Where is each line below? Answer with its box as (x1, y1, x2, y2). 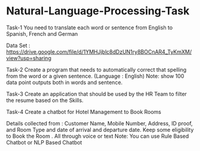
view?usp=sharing (6, 54, 52, 61)
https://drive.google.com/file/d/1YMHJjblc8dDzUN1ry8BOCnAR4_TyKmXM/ (6, 48, 192, 55)
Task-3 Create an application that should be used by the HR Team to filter (6, 90, 187, 97)
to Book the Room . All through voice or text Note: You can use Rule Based (6, 132, 189, 140)
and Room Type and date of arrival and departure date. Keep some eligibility (6, 126, 194, 133)
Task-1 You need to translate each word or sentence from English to (6, 24, 173, 31)
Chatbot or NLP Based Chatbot (6, 138, 82, 146)
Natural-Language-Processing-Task (6, 4, 190, 18)
